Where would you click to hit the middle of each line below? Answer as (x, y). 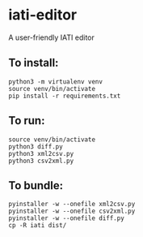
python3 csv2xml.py (41, 161)
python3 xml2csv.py (41, 153)
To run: (27, 121)
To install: (34, 63)
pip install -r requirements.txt (65, 96)
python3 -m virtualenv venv (56, 82)
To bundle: (36, 185)
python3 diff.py (36, 147)
